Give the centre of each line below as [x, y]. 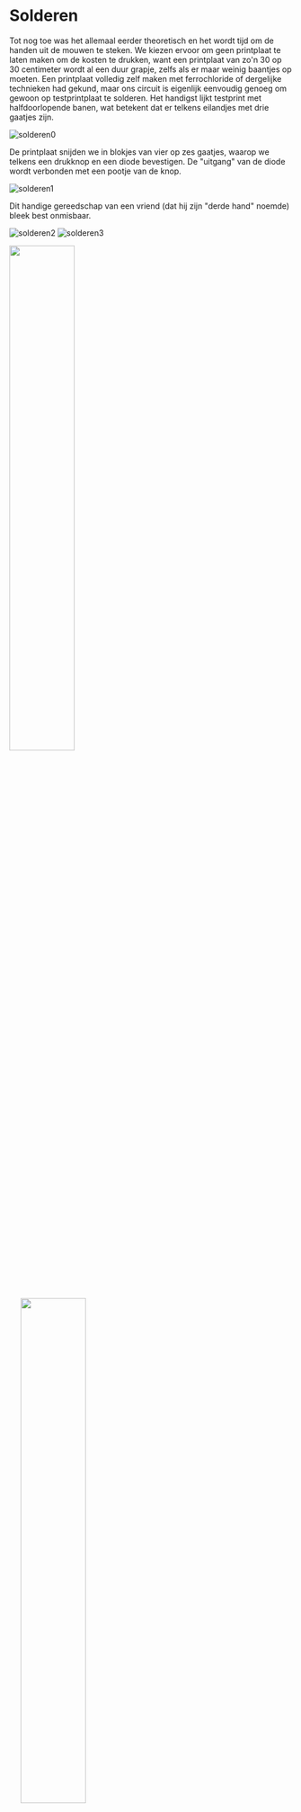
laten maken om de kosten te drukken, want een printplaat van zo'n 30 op [146, 59]
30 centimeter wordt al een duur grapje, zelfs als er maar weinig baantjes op [150, 69]
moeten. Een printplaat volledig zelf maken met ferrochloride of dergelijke [146, 78]
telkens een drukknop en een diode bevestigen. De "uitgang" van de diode [147, 161]
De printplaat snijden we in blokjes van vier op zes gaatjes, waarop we [139, 152]
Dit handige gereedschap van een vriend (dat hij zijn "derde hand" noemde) [150, 206]
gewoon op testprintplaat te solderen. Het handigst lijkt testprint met [136, 98]
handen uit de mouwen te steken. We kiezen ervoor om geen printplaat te [145, 49]
